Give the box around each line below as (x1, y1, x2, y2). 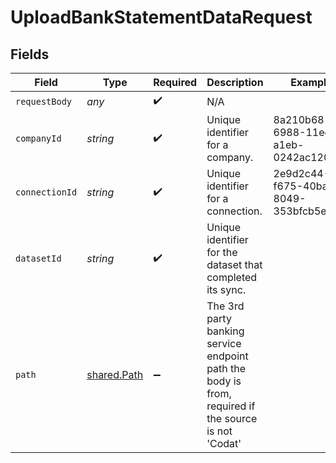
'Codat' (206, 437, 242, 450)
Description (206, 76, 264, 89)
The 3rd (206, 299, 245, 313)
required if (206, 399, 256, 413)
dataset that (206, 258, 263, 271)
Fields (10, 46, 50, 63)
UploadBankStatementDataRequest (10, 6, 313, 29)
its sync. (206, 283, 247, 296)
